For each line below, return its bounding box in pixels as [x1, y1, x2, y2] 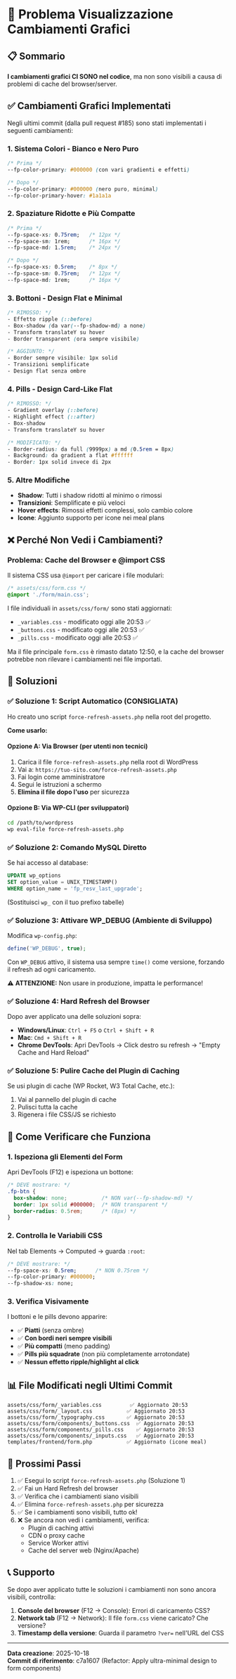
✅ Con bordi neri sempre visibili [17, 1334, 112, 1342]
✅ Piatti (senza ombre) [17, 1326, 84, 1334]
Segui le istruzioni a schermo [17, 780, 102, 788]
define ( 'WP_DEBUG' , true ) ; [7, 945, 86, 952]
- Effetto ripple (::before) [7, 316, 93, 323]
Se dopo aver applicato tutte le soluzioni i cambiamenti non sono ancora [7, 1585, 216, 1593]
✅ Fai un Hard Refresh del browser [17, 1484, 119, 1493]
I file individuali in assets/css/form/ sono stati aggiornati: [7, 604, 172, 612]
